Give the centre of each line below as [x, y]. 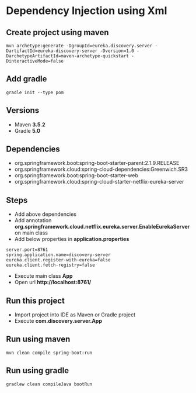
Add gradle [27, 79]
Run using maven [38, 339]
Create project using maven [57, 32]
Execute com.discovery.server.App [58, 321]
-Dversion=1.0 [117, 51]
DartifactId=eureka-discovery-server [52, 51]
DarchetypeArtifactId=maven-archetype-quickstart [68, 56]
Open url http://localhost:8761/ [53, 282]
